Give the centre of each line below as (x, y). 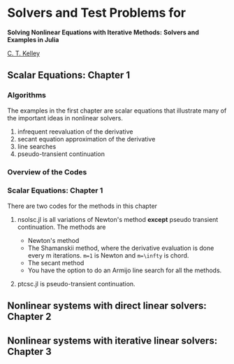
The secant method (56, 262)
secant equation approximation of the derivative (86, 139)
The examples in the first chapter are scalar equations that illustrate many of (117, 111)
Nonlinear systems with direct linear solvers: (107, 306)
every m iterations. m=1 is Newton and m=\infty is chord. (108, 255)
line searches (37, 146)
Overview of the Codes (47, 171)
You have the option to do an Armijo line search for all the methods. (125, 270)
